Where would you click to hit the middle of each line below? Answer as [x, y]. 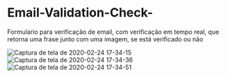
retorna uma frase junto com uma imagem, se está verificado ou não [105, 39]
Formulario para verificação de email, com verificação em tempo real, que [113, 32]
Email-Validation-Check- [80, 13]
